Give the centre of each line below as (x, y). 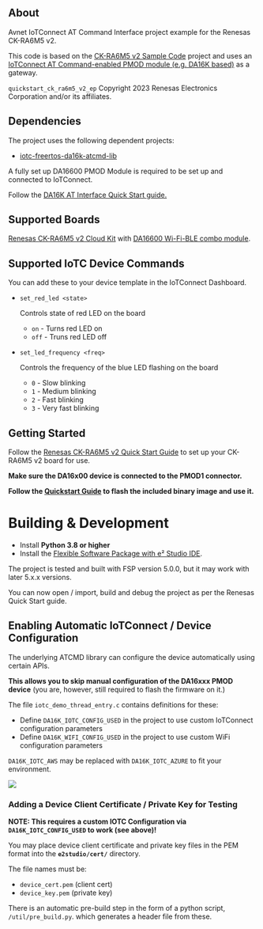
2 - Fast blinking (58, 400)
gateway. (23, 72)
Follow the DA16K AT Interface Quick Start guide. (88, 195)
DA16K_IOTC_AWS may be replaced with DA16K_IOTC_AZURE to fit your (115, 760)
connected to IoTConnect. (51, 179)
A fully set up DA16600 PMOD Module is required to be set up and (116, 171)
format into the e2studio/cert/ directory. (74, 854)
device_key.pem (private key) (66, 893)
